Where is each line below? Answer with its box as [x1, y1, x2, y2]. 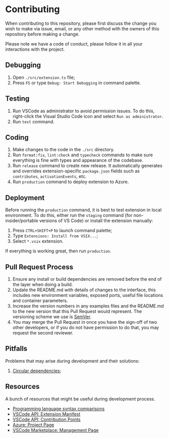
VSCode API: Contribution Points [12, 416, 81, 422]
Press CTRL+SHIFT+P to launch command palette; [12, 228, 112, 234]
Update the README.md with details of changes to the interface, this [12, 287, 156, 293]
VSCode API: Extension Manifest [12, 411, 81, 417]
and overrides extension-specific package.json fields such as [12, 168, 140, 174]
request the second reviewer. [12, 330, 74, 336]
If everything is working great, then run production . [5, 248, 111, 254]
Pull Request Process [5, 262, 74, 271]
